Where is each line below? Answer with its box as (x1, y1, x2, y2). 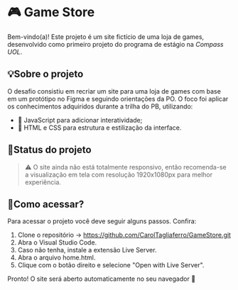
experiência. (24, 177, 62, 186)
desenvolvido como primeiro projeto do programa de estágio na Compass (7, 40, 224, 48)
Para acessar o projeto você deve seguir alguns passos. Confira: (7, 217, 197, 225)
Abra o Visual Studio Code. (17, 238, 97, 247)
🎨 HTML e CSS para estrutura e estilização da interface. (17, 123, 182, 132)
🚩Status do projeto (7, 144, 92, 156)
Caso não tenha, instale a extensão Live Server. (17, 246, 157, 255)
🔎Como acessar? (7, 198, 85, 210)
